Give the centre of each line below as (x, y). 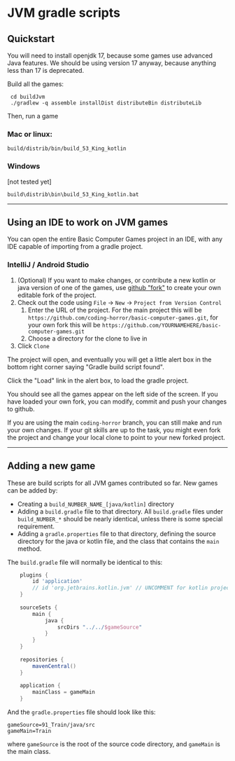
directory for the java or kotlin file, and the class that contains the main (118, 541)
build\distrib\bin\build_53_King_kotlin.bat (73, 194)
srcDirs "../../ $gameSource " (99, 627)
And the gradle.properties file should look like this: (81, 712)
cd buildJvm (28, 97)
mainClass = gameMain (64, 692)
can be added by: (33, 490)
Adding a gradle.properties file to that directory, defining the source (117, 533)
